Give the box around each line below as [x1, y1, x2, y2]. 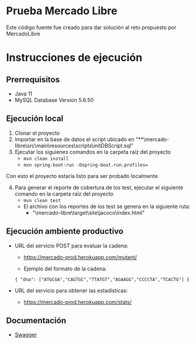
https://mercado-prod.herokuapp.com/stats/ [23, 298, 132, 305]
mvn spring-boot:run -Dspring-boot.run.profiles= [23, 162, 149, 168]
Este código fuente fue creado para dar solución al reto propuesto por [6, 24, 177, 31]
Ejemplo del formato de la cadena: [23, 265, 107, 272]
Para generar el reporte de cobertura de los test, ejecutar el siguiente [14, 184, 184, 191]
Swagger [14, 331, 37, 339]
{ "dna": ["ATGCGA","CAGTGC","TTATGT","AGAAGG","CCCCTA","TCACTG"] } [14, 276, 190, 282]
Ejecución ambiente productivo [6, 227, 124, 237]
